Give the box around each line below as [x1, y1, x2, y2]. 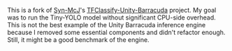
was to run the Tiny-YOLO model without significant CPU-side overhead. [7, 13, 217, 22]
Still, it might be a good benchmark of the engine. [7, 36, 150, 44]
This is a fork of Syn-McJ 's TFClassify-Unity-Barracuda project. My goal [7, 6, 217, 14]
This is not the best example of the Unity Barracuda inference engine [7, 21, 206, 29]
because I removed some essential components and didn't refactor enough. [7, 28, 226, 36]
